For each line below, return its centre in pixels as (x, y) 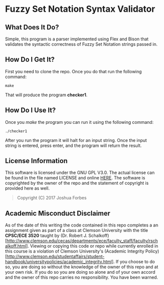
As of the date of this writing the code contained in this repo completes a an (82, 225)
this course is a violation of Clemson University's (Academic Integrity (75, 251)
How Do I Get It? (30, 60)
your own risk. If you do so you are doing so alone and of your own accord (80, 272)
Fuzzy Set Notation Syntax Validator (80, 9)
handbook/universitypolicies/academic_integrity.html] (59, 262)
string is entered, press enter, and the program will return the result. (73, 145)
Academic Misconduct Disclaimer (58, 213)
